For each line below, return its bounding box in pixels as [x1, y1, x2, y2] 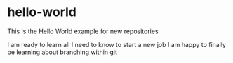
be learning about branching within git [7, 48, 118, 56]
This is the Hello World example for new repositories [7, 27, 159, 35]
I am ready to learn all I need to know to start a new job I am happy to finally [7, 40, 227, 48]
